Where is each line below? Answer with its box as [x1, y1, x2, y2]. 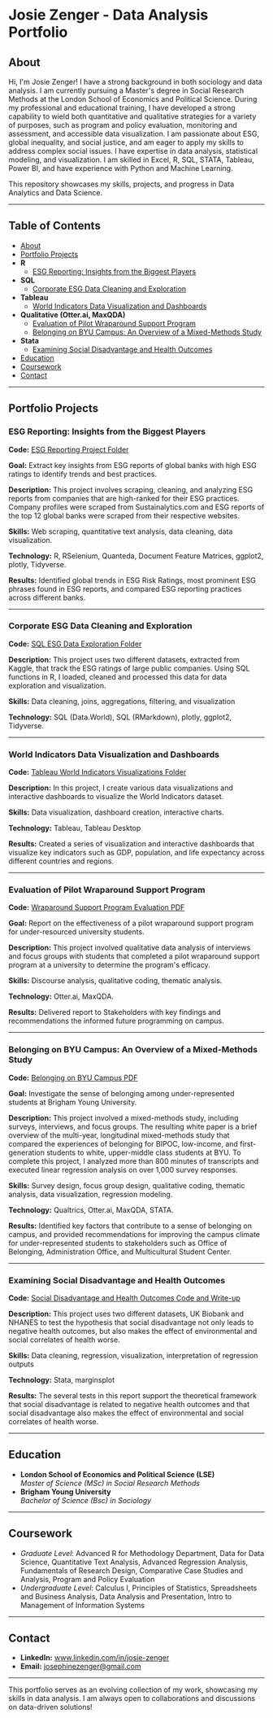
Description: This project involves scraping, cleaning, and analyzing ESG [8, 484, 253, 494]
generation [8, 1148, 45, 1157]
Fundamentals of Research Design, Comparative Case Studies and [19, 1565, 244, 1576]
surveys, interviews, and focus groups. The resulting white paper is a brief [8, 1121, 258, 1131]
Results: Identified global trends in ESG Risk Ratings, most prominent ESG [8, 575, 256, 585]
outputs [8, 1359, 34, 1369]
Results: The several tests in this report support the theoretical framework [8, 1390, 258, 1401]
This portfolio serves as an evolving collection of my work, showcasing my [8, 1685, 258, 1694]
